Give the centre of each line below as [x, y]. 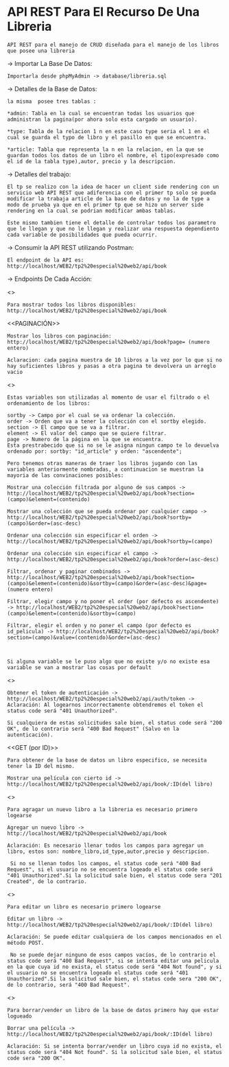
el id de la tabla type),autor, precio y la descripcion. [92, 161]
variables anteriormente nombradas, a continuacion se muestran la [106, 469]
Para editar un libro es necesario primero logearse [84, 906]
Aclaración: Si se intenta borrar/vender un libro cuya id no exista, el [115, 1046]
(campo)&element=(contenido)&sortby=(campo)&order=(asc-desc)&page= [107, 583]
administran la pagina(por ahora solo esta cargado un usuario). [102, 119]
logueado [20, 1016]
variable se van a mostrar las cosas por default [80, 667]
